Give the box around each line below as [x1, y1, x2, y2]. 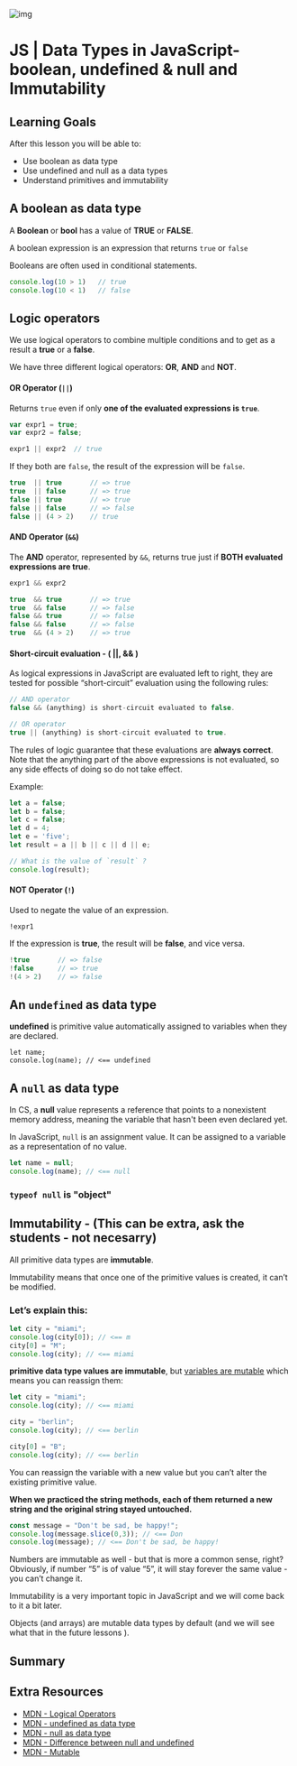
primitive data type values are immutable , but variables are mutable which [9, 1365, 290, 1376]
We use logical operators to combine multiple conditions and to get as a [9, 335, 275, 346]
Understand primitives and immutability [22, 175, 169, 185]
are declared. [9, 1031, 58, 1041]
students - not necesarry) [9, 1230, 157, 1245]
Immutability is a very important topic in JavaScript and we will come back [9, 1591, 285, 1602]
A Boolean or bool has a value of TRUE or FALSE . [9, 225, 193, 236]
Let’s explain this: [9, 1304, 88, 1317]
